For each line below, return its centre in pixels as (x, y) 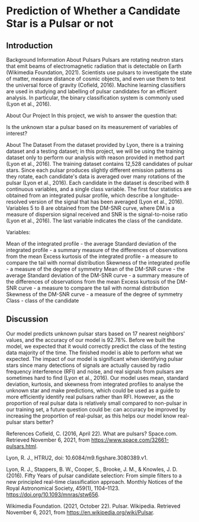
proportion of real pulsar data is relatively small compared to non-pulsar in (97, 403)
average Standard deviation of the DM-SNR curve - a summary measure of (98, 275)
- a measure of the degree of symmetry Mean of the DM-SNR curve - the (95, 269)
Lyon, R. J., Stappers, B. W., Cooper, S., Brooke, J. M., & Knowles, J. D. (92, 469)
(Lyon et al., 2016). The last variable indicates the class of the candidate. (94, 221)
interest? (17, 133)
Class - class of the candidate (43, 301)
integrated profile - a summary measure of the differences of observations (97, 250)
